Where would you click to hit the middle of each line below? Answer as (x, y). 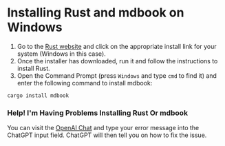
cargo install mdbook (38, 95)
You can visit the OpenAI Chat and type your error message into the (103, 128)
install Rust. (33, 68)
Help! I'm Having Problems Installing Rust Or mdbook (97, 113)
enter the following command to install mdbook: (85, 83)
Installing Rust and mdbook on (96, 13)
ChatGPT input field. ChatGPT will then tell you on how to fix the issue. (107, 135)
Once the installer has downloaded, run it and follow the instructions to (117, 61)
